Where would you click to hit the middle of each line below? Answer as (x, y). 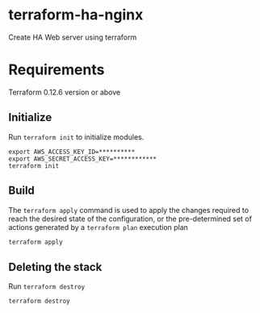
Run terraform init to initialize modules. (76, 137)
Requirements (57, 70)
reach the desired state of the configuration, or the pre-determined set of (130, 219)
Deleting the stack (55, 267)
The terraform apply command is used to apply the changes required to (128, 210)
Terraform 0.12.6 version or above (65, 92)
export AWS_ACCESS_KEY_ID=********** (72, 152)
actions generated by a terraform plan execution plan (98, 227)
